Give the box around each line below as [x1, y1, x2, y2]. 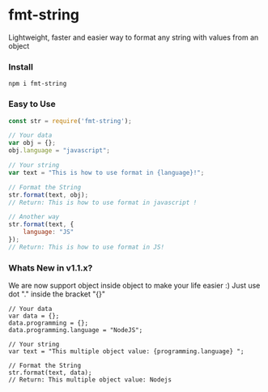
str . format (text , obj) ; [8, 190, 89, 199]
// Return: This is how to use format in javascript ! [8, 198, 198, 207]
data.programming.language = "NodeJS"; [8, 326, 143, 334]
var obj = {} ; [8, 139, 57, 147]
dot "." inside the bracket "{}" [8, 289, 106, 299]
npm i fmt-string [8, 79, 67, 88]
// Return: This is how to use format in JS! [8, 243, 164, 251]
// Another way [8, 213, 60, 221]
